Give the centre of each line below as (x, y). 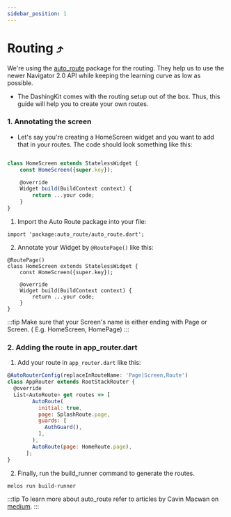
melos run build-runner (42, 486)
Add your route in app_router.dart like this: (79, 363)
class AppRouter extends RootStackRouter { (71, 382)
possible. (20, 83)
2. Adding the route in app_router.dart (72, 347)
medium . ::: (23, 506)
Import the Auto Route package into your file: (82, 221)
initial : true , (60, 408)
